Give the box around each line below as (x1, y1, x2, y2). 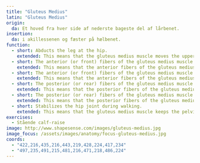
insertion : (6, 31, 33, 37)
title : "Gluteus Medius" (6, 8, 68, 15)
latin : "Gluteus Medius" (6, 14, 68, 20)
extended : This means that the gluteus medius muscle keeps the (17, 109, 180, 115)
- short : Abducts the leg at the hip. (11, 48, 108, 54)
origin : (6, 20, 26, 26)
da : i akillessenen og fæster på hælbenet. (11, 36, 121, 42)
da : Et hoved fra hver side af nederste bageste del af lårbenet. (11, 25, 180, 32)
